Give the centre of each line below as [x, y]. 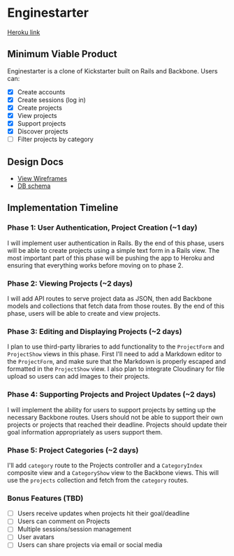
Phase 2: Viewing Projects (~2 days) [70, 283]
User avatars [36, 537]
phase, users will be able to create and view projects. [84, 313]
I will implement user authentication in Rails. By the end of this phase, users [116, 243]
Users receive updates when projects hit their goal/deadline [103, 513]
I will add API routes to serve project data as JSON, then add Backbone [110, 298]
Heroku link [24, 32]
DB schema [34, 186]
